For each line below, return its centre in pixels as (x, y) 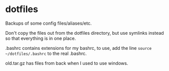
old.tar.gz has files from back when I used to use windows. (67, 63)
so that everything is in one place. (41, 38)
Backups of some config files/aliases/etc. (48, 23)
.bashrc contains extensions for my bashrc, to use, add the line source (78, 48)
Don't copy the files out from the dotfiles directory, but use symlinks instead (84, 33)
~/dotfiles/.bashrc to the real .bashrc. (46, 53)
